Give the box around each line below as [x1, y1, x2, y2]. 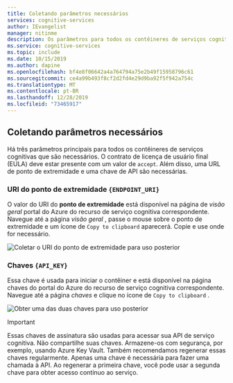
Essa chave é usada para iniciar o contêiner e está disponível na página [7, 276, 212, 285]
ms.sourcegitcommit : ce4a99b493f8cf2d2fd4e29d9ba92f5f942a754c [7, 74, 194, 82]
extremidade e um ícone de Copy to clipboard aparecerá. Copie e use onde [7, 222, 225, 230]
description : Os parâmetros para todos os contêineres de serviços [7, 36, 207, 43]
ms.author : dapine [7, 62, 60, 69]
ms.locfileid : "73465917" [7, 101, 82, 108]
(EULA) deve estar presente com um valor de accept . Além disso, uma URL [7, 159, 221, 168]
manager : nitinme [7, 29, 58, 37]
